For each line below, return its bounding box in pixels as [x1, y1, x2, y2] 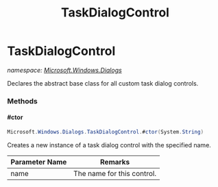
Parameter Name [10, 157, 67, 166]
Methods [7, 96, 38, 105]
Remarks [100, 157, 130, 166]
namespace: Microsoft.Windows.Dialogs [7, 66, 122, 74]
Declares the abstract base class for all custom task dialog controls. [7, 79, 199, 87]
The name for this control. [73, 169, 156, 178]
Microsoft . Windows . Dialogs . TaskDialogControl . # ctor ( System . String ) [7, 129, 204, 136]
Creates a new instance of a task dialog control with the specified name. [7, 140, 211, 149]
